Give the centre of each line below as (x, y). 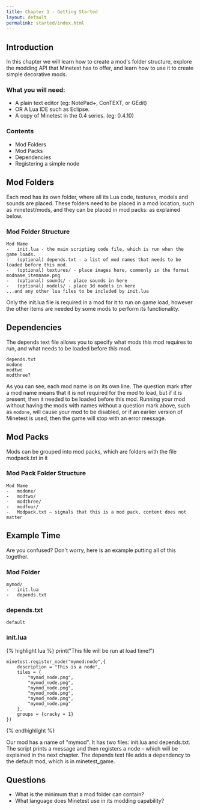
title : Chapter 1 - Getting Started (52, 12)
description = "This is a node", (59, 667)
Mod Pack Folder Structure (46, 473)
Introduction (30, 47)
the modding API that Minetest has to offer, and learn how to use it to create (100, 68)
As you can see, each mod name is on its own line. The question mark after (99, 386)
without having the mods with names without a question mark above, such (98, 405)
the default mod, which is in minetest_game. (61, 761)
